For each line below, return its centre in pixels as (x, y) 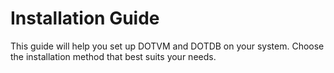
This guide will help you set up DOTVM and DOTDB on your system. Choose (167, 46)
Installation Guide (85, 18)
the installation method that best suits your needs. (113, 56)
